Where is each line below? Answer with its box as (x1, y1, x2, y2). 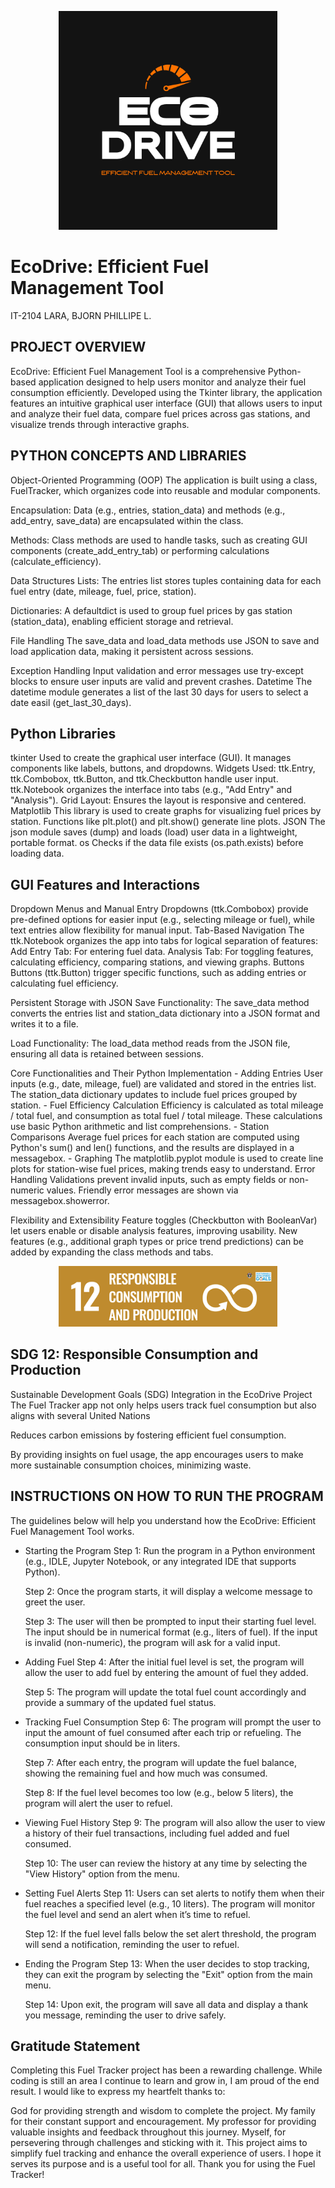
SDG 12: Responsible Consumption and (10, 1346, 259, 1363)
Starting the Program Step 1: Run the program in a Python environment (24, 1544, 316, 1556)
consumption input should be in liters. (24, 1737, 181, 1749)
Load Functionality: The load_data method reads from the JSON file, (10, 1037, 291, 1050)
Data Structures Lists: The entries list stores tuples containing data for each (10, 574, 322, 586)
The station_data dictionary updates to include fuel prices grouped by (10, 1089, 298, 1101)
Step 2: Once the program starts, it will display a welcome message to (24, 1585, 313, 1597)
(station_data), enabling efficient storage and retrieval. (10, 615, 234, 627)
